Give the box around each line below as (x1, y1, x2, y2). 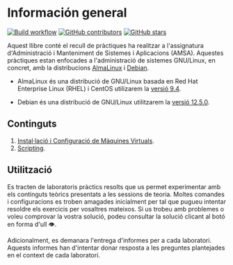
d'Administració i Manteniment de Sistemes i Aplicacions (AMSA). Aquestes (7, 49, 224, 57)
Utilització (7, 164, 52, 176)
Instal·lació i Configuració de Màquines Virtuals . (17, 136, 154, 145)
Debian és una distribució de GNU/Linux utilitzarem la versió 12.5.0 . (17, 97, 210, 106)
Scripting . (17, 144, 46, 152)
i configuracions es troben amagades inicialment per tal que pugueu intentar (7, 197, 226, 206)
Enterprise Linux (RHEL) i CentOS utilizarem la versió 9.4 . (17, 84, 182, 93)
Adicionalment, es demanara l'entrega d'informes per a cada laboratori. (7, 236, 212, 244)
